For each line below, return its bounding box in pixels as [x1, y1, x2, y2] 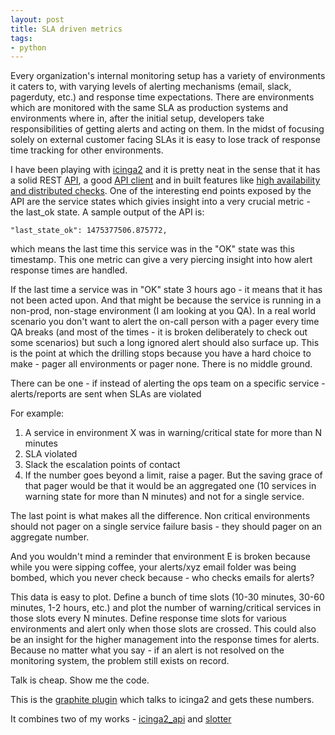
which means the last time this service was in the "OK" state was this [10, 243, 295, 255]
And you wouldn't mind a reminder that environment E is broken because [10, 551, 311, 563]
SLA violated [24, 448, 78, 460]
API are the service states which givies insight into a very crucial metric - [10, 196, 311, 208]
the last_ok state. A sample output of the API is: [10, 206, 205, 218]
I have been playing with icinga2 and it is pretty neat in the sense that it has [10, 164, 321, 176]
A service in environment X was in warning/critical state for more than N [24, 427, 323, 439]
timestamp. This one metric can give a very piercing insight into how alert [10, 254, 313, 266]
